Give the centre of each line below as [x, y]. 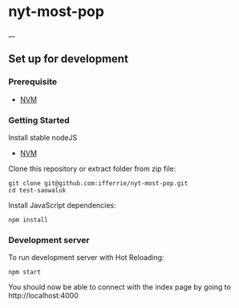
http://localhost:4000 [43, 296]
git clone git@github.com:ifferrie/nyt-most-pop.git [98, 183]
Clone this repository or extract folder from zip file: [92, 168]
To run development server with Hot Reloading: [86, 257]
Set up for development [68, 59]
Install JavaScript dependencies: [62, 205]
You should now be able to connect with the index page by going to [119, 287]
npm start [25, 272]
